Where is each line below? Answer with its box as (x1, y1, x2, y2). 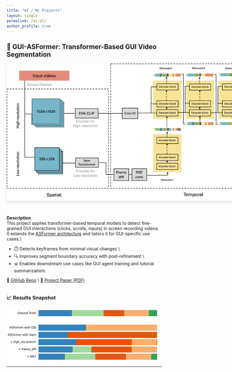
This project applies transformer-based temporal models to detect (6, 220, 141, 226)
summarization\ (13, 267, 46, 274)
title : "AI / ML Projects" (6, 8, 62, 13)
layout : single (6, 13, 38, 18)
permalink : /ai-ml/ (6, 18, 47, 23)
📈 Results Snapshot (6, 294, 56, 301)
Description (6, 215, 32, 221)
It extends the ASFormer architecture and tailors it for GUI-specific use (6, 230, 150, 237)
